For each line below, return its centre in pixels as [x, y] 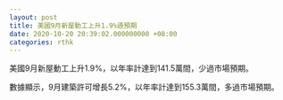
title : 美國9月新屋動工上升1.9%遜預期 [73, 26]
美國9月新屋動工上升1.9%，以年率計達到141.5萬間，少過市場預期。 [132, 68]
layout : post [33, 17]
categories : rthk [42, 42]
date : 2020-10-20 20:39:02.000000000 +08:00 [93, 34]
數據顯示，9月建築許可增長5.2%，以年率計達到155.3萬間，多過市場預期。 [144, 87]
